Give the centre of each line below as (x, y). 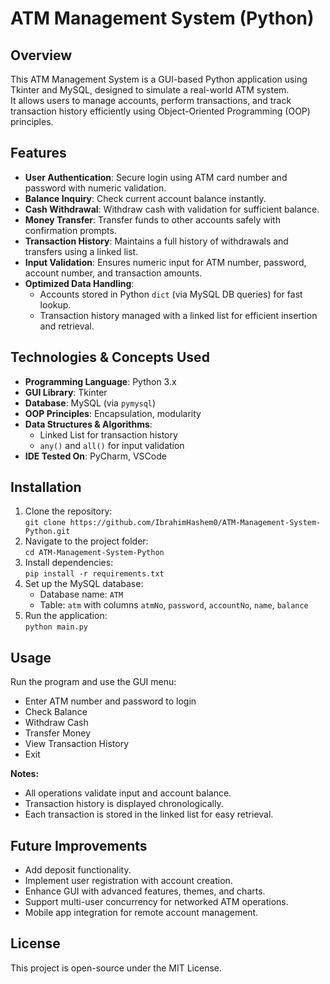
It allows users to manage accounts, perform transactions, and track (151, 100)
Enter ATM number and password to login (110, 701)
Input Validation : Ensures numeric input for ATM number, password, (165, 262)
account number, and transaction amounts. (113, 273)
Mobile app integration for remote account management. (141, 913)
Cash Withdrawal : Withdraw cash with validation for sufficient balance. (172, 209)
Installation (46, 487)
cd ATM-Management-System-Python (94, 553)
